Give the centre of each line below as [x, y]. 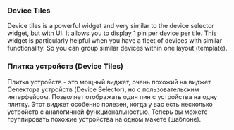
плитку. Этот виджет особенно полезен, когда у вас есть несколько [110, 104]
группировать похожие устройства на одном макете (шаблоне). [104, 119]
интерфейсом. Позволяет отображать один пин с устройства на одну [112, 96]
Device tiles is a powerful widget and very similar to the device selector [111, 26]
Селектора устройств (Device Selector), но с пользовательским [103, 89]
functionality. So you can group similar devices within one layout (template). [117, 48]
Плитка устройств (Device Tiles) [66, 67]
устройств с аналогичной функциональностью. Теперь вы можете [107, 112]
